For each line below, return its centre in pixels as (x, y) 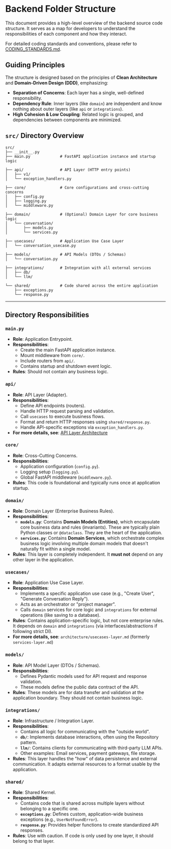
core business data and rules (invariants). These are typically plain (90, 527)
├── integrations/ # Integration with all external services (78, 268)
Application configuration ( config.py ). (60, 466)
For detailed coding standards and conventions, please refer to (71, 43)
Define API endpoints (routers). (53, 405)
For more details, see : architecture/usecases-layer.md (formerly (81, 637)
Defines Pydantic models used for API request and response (83, 676)
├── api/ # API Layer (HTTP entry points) (68, 170)
